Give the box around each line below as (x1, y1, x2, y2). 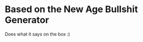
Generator (5, 14, 49, 26)
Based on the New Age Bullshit (5, 4, 138, 15)
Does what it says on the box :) (5, 31, 70, 37)
